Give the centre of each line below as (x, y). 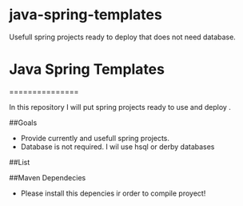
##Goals (23, 123)
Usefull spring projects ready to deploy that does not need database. (123, 37)
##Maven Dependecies (48, 177)
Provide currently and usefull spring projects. (95, 138)
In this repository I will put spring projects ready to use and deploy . (120, 107)
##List (20, 162)
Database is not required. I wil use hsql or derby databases (118, 147)
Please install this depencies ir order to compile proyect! (113, 193)
